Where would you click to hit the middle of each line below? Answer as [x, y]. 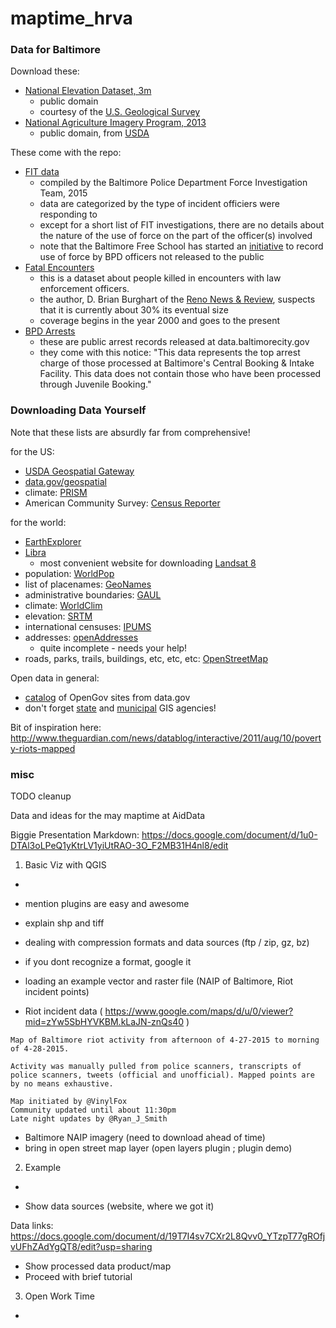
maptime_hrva [71, 18]
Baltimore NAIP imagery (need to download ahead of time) [145, 1138]
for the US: [32, 451]
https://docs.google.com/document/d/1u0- [229, 835]
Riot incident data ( [63, 1011]
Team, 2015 [63, 193]
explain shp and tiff [64, 923]
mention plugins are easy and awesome [107, 904]
